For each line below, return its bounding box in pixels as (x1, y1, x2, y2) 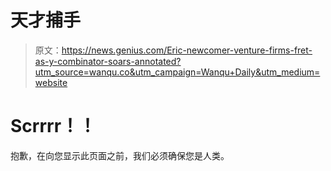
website (34, 76, 68, 88)
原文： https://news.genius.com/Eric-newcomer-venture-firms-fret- (34, 44, 313, 56)
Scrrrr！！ (10, 115, 97, 138)
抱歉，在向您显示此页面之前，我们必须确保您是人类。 (10, 149, 230, 161)
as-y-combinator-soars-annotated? (34, 55, 182, 67)
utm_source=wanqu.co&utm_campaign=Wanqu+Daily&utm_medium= (34, 66, 321, 78)
